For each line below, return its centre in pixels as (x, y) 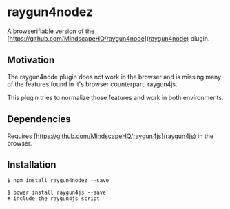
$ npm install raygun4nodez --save (58, 181)
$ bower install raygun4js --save (57, 193)
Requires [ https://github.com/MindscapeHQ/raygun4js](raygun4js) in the (111, 136)
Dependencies (39, 119)
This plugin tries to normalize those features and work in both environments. (115, 97)
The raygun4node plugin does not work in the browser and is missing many (114, 77)
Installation (32, 165)
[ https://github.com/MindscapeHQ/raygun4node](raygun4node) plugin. (108, 38)
